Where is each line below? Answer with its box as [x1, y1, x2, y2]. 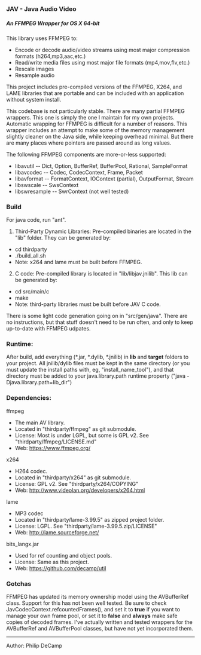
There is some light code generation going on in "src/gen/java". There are [6, 313, 188, 320]
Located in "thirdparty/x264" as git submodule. [14, 474, 132, 481]
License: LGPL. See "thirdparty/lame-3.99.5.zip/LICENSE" [14, 522, 157, 529]
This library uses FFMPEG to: [6, 35, 78, 42]
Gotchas [6, 579, 32, 587]
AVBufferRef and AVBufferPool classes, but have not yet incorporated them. [6, 625, 193, 632]
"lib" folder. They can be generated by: [14, 234, 111, 241]
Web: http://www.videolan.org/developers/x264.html [14, 486, 145, 494]
